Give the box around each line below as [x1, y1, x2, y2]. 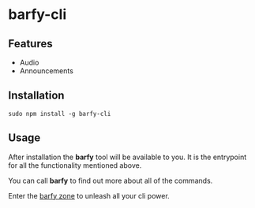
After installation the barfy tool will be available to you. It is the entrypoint [8, 152, 247, 162]
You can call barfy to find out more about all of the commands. [8, 176, 213, 185]
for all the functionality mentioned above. [8, 160, 142, 170]
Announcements [19, 66, 73, 76]
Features [8, 37, 53, 50]
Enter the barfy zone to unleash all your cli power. [8, 191, 170, 200]
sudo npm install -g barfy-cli [8, 110, 111, 117]
